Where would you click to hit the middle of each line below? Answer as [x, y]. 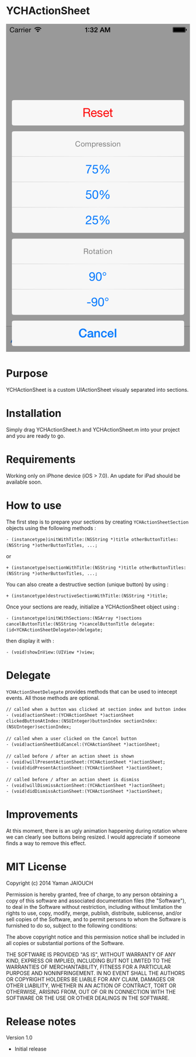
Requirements [41, 459]
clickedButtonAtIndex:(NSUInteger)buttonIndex [64, 721]
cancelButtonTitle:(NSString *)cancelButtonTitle [68, 624]
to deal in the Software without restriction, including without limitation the [94, 907]
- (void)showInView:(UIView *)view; [50, 652]
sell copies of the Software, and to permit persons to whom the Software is [96, 919]
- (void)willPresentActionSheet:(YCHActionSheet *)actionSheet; [86, 762]
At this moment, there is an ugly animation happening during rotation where [97, 830]
